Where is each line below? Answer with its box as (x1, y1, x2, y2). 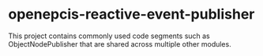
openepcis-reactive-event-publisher (8, 5, 255, 23)
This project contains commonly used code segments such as (8, 31, 211, 40)
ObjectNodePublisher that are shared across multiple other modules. (8, 39, 231, 48)
